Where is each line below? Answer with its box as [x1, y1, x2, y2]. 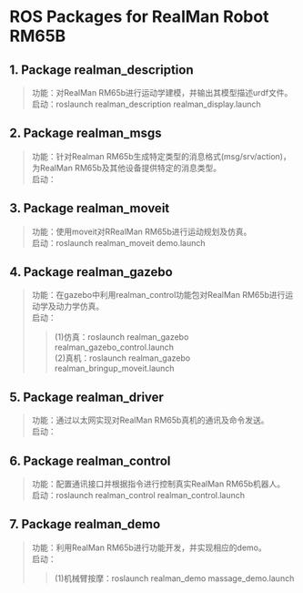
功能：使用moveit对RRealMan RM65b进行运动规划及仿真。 [31, 226, 252, 237]
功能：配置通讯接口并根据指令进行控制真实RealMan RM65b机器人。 [31, 478, 286, 489]
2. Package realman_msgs [9, 126, 162, 141]
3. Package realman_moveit [9, 200, 170, 216]
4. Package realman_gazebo [9, 264, 173, 280]
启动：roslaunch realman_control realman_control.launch [31, 490, 246, 501]
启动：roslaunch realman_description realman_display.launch [31, 98, 261, 109]
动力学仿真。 [56, 301, 105, 312]
